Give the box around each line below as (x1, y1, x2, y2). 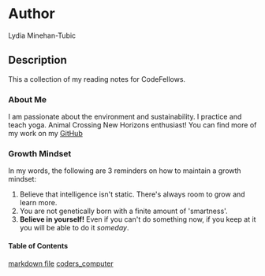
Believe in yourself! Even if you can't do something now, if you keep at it (19, 215, 256, 224)
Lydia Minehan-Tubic (8, 31, 77, 40)
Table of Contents (8, 241, 69, 250)
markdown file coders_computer (8, 259, 114, 268)
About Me (8, 94, 47, 105)
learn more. (19, 198, 58, 208)
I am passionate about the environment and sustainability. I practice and (8, 112, 242, 122)
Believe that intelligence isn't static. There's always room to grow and (19, 190, 246, 199)
